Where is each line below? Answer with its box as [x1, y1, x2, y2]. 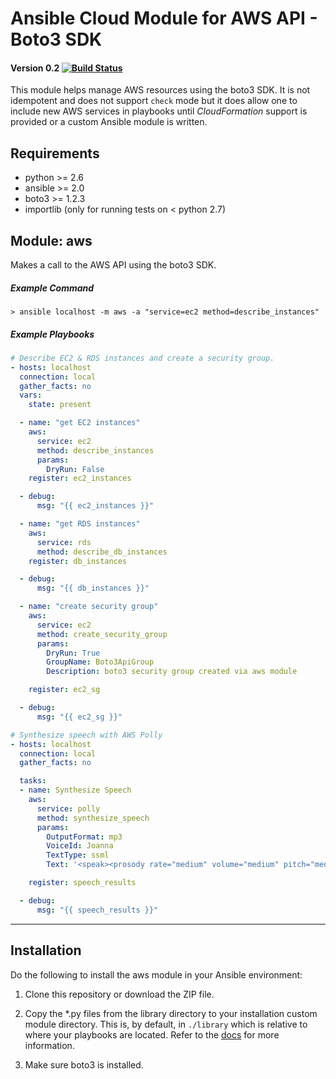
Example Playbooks [10, 328, 95, 340]
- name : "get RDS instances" [19, 519, 141, 529]
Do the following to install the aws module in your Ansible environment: [10, 968, 303, 981]
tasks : [19, 776, 47, 786]
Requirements [10, 145, 100, 162]
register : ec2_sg [28, 685, 101, 695]
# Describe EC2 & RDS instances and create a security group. [10, 353, 275, 363]
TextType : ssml [46, 850, 110, 861]
